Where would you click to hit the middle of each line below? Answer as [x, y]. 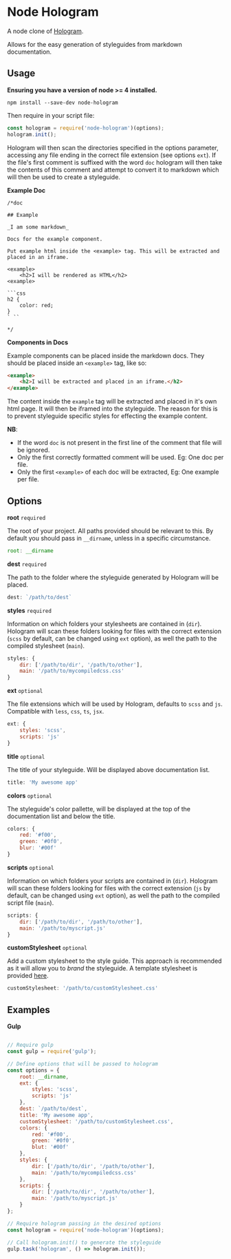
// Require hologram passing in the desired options [84, 1223]
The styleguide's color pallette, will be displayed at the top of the [99, 809]
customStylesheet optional [47, 948]
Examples [29, 1010]
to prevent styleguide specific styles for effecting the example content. [108, 416]
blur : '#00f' [38, 848]
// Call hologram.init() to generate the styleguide [84, 1242]
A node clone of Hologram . [45, 31]
